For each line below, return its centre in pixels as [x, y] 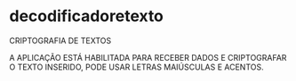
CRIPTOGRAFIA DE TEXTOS [60, 40]
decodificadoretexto [87, 16]
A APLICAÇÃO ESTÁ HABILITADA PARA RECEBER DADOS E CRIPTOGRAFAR [148, 57]
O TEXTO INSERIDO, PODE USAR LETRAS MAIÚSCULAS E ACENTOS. [136, 67]
